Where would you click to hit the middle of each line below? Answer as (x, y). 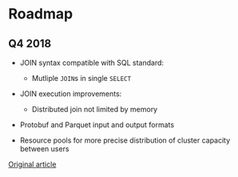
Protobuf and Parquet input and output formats (97, 125)
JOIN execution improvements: (71, 94)
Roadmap (41, 14)
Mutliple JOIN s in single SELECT (81, 78)
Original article (32, 164)
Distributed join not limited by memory (95, 109)
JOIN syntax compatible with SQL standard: (92, 62)
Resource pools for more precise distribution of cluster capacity (125, 140)
